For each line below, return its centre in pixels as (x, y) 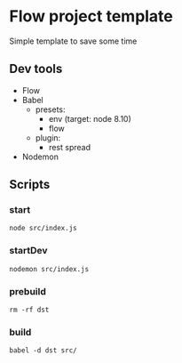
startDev (28, 251)
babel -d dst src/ (43, 351)
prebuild (28, 291)
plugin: (48, 137)
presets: (50, 109)
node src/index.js (43, 229)
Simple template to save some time (73, 41)
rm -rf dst (29, 310)
